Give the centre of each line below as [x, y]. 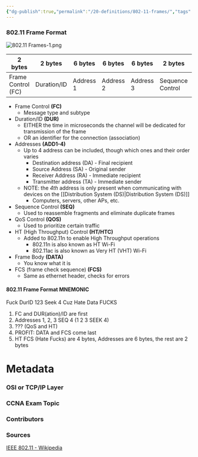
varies [31, 156]
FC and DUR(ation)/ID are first [51, 314]
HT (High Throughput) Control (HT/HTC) [64, 231]
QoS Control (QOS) [38, 219]
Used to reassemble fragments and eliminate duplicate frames [99, 213]
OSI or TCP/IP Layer [35, 387]
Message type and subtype [57, 112]
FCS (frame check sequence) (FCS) [58, 269]
